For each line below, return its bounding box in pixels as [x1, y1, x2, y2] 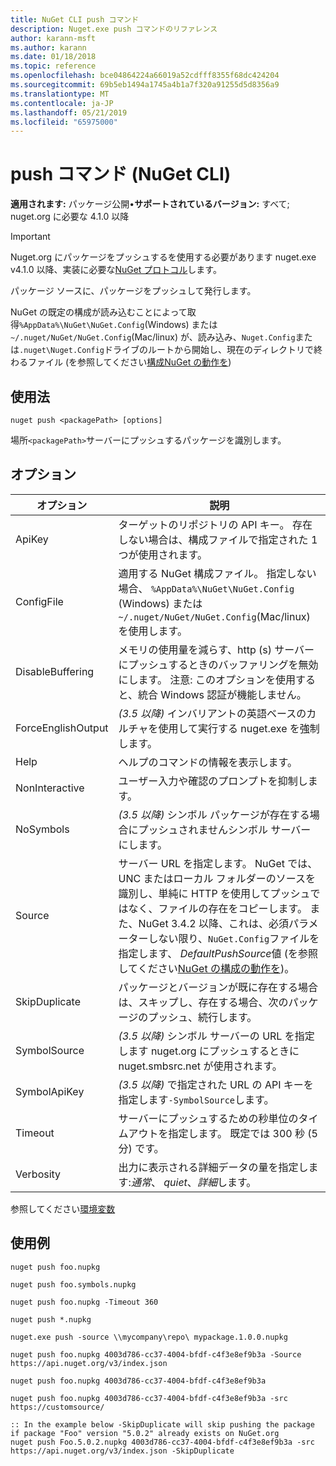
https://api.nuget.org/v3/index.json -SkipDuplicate [10, 1446, 235, 1456]
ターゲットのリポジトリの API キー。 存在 [118, 517, 313, 531]
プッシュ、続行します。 [148, 1010, 258, 1024]
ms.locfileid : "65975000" [10, 117, 118, 127]
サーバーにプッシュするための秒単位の [118, 1111, 299, 1125]
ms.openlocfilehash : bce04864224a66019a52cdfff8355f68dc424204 [10, 71, 280, 81]
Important [10, 231, 51, 243]
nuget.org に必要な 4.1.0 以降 [10, 211, 130, 223]
